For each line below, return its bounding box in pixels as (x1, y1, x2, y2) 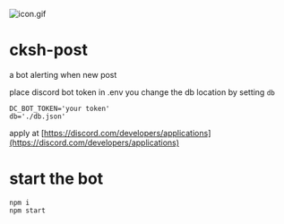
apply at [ (9, 127, 45, 138)
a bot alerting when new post (9, 69, 117, 80)
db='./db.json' (9, 112, 66, 121)
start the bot (9, 168, 104, 189)
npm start (9, 206, 47, 215)
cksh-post (9, 40, 88, 60)
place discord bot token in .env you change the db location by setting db (9, 86, 275, 98)
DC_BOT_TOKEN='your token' (9, 104, 110, 113)
